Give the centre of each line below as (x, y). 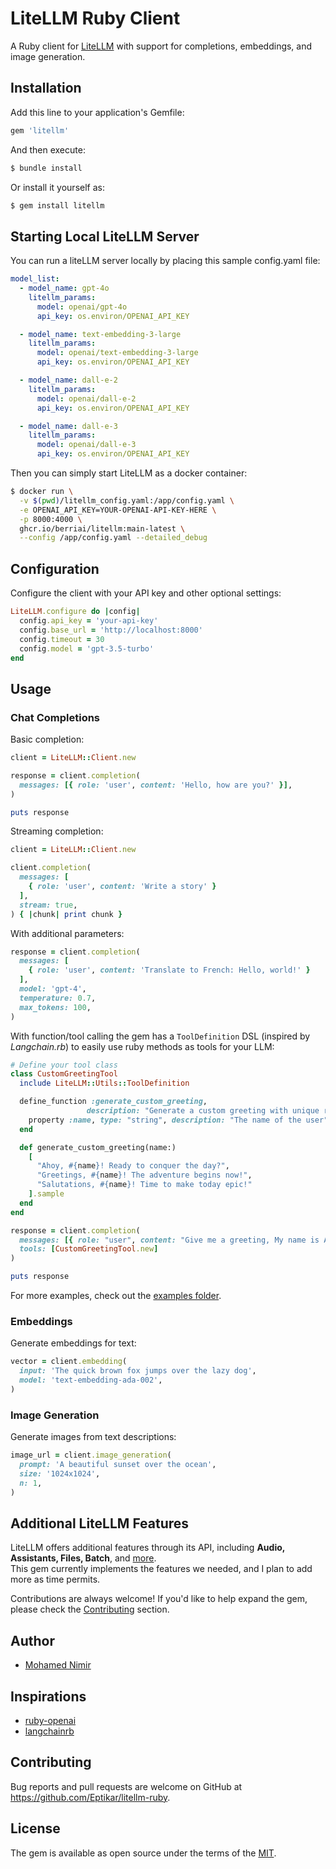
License (35, 1828)
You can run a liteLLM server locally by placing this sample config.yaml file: (165, 261)
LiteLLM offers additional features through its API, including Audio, (148, 1548)
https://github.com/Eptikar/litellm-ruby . (90, 1797)
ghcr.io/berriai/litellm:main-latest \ (102, 528)
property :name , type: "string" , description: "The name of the (165, 1120)
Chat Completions (55, 717)
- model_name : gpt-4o (64, 288)
